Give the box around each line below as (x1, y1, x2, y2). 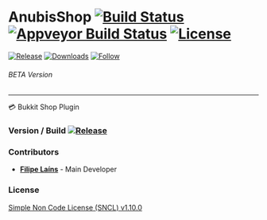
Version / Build (8, 125, 66, 136)
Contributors (8, 146, 60, 157)
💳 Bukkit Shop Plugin (8, 102, 79, 112)
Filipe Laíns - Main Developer (19, 164, 118, 175)
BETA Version (8, 69, 53, 79)
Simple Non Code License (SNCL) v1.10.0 (8, 202, 143, 212)
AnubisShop (8, 8, 92, 26)
